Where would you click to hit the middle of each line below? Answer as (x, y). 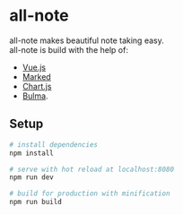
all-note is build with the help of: (69, 49)
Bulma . (35, 96)
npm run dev (31, 177)
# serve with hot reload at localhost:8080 (92, 169)
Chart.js (37, 86)
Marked (36, 76)
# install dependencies (54, 144)
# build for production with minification (90, 193)
